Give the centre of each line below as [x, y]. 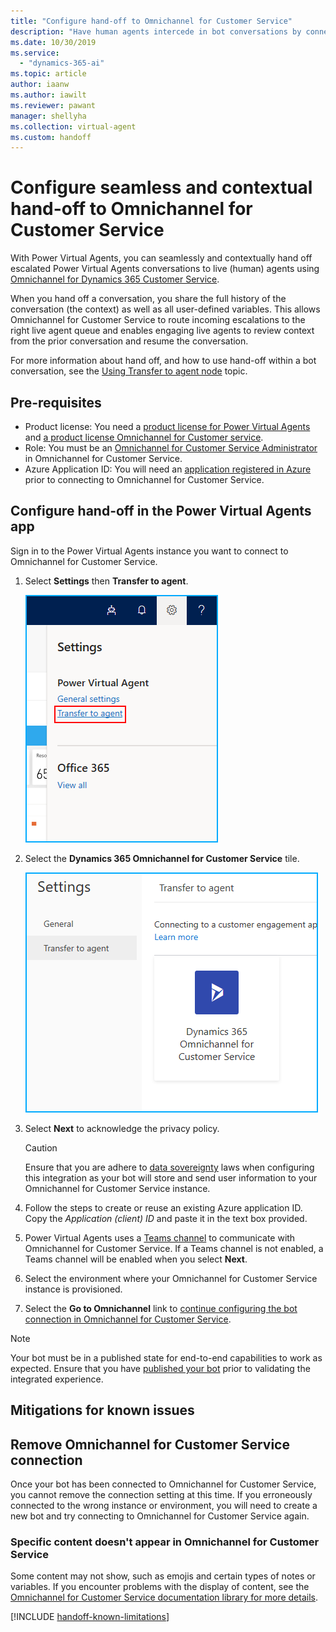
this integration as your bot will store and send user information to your [171, 1177]
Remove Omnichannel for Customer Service [150, 1444]
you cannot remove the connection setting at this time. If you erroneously [161, 1495]
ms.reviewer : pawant [53, 105]
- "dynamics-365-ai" [62, 63]
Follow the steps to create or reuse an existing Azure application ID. [163, 1207]
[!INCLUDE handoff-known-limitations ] [90, 1617]
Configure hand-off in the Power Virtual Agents [161, 511]
